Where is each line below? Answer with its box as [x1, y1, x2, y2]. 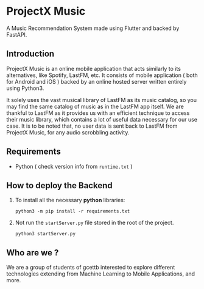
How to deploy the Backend [6, 180, 113, 191]
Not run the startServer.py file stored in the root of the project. [15, 219, 174, 227]
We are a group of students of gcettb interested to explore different [6, 264, 175, 271]
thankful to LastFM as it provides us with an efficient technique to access [6, 109, 190, 117]
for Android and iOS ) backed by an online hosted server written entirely [6, 78, 187, 85]
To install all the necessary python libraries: [15, 197, 125, 204]
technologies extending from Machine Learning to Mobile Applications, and [6, 270, 195, 277]
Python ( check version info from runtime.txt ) [15, 163, 133, 170]
